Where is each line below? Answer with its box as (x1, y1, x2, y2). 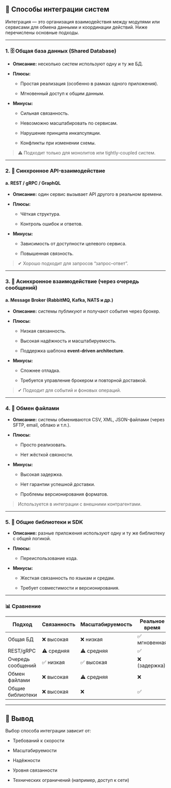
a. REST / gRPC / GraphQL (5, 180, 61, 186)
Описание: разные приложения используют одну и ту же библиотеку (12, 530, 165, 536)
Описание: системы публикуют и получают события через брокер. (12, 308, 160, 314)
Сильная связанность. (20, 110, 69, 116)
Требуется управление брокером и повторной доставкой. (20, 377, 147, 384)
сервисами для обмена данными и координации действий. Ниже (5, 24, 148, 30)
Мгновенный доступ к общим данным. (20, 90, 104, 97)
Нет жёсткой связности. (20, 451, 73, 457)
